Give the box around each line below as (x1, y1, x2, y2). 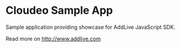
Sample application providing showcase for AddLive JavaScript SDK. (5, 23, 176, 31)
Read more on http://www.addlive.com (5, 35, 101, 42)
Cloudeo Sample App (5, 4, 113, 17)
